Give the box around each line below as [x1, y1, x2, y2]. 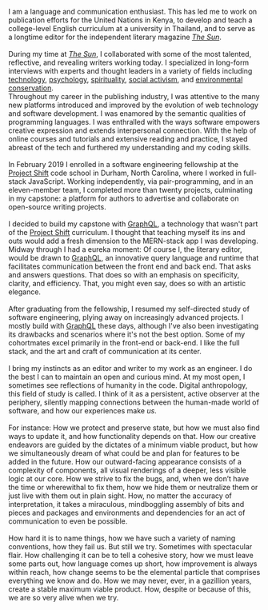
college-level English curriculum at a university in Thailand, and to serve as [8, 24, 256, 33]
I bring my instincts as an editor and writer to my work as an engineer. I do [8, 364, 253, 373]
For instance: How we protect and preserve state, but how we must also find [8, 423, 260, 433]
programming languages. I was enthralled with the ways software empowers [8, 118, 260, 126]
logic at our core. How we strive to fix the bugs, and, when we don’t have [8, 474, 250, 483]
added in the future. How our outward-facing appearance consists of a [8, 457, 242, 466]
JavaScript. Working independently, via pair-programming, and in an [27, 177, 254, 186]
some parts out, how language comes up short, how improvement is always [8, 559, 258, 568]
